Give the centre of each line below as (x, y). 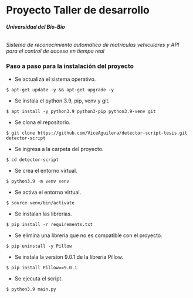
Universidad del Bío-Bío (36, 26)
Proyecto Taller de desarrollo (78, 10)
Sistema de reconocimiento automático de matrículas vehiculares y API (93, 45)
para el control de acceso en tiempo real (55, 51)
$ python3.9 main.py (31, 289)
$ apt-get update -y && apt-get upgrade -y (60, 90)
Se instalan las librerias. (43, 214)
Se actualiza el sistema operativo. (55, 79)
